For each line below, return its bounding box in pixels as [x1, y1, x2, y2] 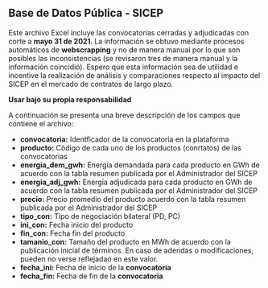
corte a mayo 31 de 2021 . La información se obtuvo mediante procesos [8, 36, 245, 46]
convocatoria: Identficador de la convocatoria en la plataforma [19, 134, 229, 144]
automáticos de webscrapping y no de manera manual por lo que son [8, 44, 241, 55]
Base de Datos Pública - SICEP [8, 6, 163, 20]
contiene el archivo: [8, 118, 74, 128]
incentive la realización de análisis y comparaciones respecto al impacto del [8, 70, 261, 80]
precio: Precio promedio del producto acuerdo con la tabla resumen [19, 194, 246, 204]
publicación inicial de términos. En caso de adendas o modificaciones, [19, 245, 254, 255]
